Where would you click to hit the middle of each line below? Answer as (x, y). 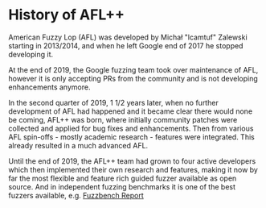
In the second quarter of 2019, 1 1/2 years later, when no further (113, 102)
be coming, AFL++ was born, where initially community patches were (123, 119)
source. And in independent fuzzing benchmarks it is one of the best (122, 186)
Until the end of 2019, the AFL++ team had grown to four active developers (132, 161)
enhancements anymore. (49, 87)
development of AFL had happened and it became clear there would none (131, 111)
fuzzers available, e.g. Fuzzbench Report (76, 195)
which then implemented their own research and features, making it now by (133, 169)
